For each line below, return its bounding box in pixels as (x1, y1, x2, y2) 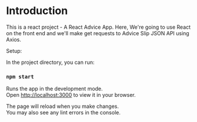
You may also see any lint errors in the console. (6, 109, 121, 116)
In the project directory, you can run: (6, 59, 95, 66)
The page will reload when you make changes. (6, 103, 119, 110)
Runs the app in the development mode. (6, 85, 103, 92)
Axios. (6, 36, 22, 43)
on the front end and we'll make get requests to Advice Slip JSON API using (6, 29, 189, 36)
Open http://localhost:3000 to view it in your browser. (6, 91, 136, 99)
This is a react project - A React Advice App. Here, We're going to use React (6, 23, 191, 30)
